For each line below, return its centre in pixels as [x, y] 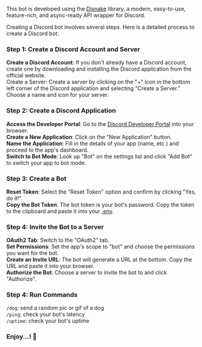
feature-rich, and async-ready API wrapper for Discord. [76, 15]
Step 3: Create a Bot [37, 178]
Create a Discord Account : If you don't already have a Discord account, [96, 63]
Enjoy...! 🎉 [22, 337]
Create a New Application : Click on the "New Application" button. [89, 137]
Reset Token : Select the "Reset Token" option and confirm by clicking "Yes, [101, 192]
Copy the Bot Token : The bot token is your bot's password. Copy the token [100, 205]
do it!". [15, 198]
